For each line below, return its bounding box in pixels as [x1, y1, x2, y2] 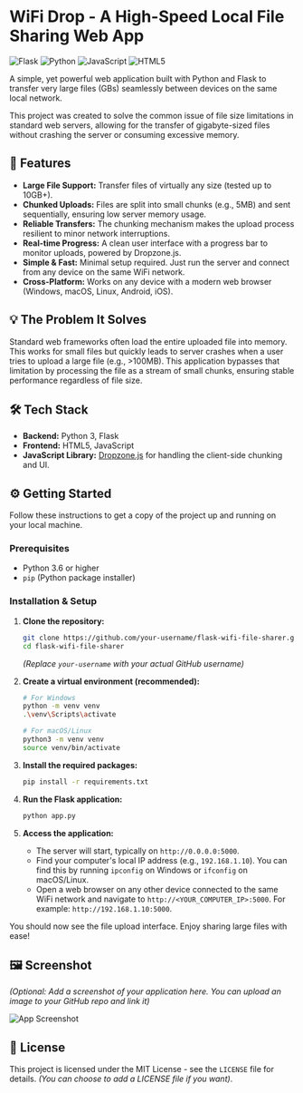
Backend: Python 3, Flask [22, 431, 119, 442]
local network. [9, 93, 63, 103]
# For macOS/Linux [22, 727, 92, 736]
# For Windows [22, 693, 76, 702]
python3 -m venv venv [22, 735, 105, 745]
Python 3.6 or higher [22, 562, 99, 573]
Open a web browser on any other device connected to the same [35, 883, 279, 894]
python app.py [22, 811, 76, 820]
